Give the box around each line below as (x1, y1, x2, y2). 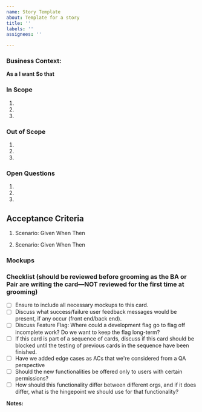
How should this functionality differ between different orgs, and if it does (15, 381, 197, 388)
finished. (15, 348, 37, 355)
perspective (15, 361, 45, 368)
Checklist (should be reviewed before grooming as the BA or (6, 272, 187, 281)
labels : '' (6, 25, 34, 32)
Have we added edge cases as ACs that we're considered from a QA (15, 354, 186, 362)
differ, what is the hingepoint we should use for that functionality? (15, 388, 179, 395)
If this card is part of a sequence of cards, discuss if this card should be (15, 334, 195, 342)
